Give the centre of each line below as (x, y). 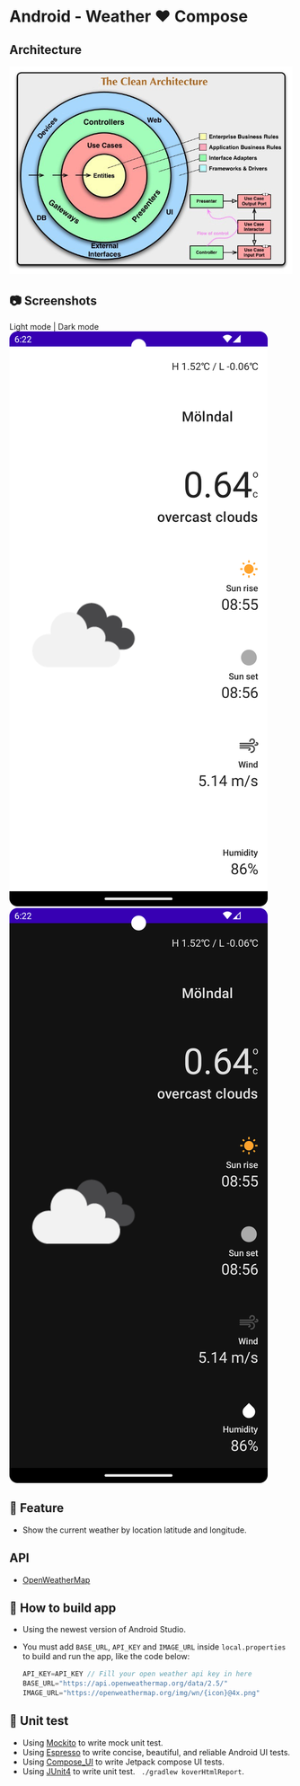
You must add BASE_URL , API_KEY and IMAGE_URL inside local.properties (154, 1647)
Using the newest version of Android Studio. (104, 1630)
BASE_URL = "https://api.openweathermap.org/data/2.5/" (125, 1684)
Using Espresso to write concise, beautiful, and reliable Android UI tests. (156, 1752)
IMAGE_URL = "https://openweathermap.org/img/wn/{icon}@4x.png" (141, 1693)
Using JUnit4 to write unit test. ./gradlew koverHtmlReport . (133, 1771)
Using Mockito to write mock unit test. (93, 1742)
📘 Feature (37, 1508)
